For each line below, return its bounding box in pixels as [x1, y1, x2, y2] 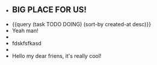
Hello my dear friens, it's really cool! [11, 52, 102, 59]
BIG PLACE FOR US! [11, 5, 87, 15]
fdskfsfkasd [11, 39, 42, 47]
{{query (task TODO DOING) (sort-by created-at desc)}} [11, 20, 152, 27]
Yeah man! [11, 27, 39, 34]
